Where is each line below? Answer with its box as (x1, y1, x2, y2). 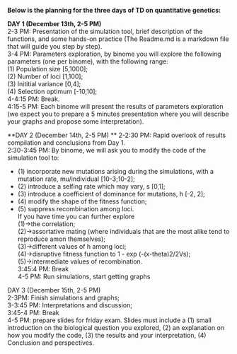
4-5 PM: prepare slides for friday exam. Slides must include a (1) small (7, 316, 212, 324)
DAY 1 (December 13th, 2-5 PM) (7, 20, 102, 28)
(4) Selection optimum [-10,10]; (7, 88, 98, 95)
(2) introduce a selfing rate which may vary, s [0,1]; (17, 182, 166, 190)
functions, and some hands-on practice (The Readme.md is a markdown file (7, 35, 229, 43)
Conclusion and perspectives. (7, 338, 94, 347)
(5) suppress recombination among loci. (17, 205, 134, 213)
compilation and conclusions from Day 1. (7, 138, 126, 147)
